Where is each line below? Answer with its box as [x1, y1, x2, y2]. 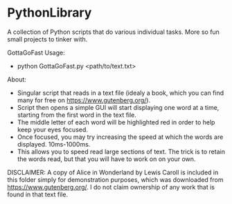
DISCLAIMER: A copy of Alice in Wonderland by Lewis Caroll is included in [7, 168, 219, 176]
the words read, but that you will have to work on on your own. [17, 154, 196, 163]
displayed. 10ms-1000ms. [17, 140, 91, 148]
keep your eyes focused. [17, 125, 89, 133]
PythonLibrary [7, 5, 92, 21]
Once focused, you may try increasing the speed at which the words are [17, 133, 224, 141]
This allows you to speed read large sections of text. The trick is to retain [17, 147, 225, 156]
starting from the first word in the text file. [17, 111, 137, 119]
